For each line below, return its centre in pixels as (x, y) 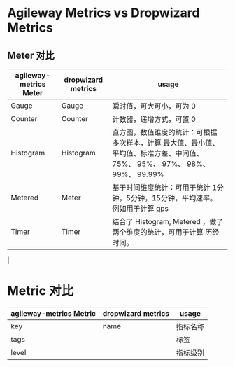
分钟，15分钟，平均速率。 (174, 198)
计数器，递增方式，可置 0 (154, 119)
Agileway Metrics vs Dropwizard (104, 13)
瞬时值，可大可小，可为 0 (154, 106)
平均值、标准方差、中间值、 (158, 153)
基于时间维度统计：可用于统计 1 (164, 187)
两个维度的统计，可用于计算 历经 (166, 232)
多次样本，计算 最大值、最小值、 (166, 143)
